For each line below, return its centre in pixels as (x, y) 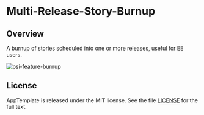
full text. (16, 106)
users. (14, 55)
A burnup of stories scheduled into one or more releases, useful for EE (95, 48)
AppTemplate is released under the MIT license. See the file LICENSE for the (102, 100)
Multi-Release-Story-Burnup (81, 11)
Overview (25, 34)
